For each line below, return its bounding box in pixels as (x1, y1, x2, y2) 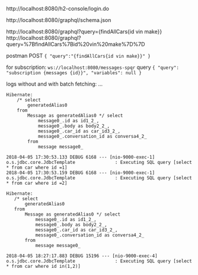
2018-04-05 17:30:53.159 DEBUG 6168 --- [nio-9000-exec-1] (6, 170, 155, 176)
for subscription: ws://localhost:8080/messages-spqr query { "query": (6, 64, 180, 71)
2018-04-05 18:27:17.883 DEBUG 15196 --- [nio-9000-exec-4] (6, 253, 158, 259)
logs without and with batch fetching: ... (6, 80, 103, 87)
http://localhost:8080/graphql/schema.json (6, 17, 111, 23)
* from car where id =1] (6, 165, 68, 170)
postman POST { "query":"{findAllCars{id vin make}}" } (6, 52, 151, 59)
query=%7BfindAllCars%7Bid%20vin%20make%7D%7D (6, 41, 145, 48)
